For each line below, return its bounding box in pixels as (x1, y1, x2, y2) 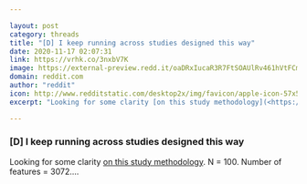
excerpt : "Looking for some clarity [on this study (9, 97, 210, 107)
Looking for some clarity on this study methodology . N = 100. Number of (9, 156, 282, 167)
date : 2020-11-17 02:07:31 (9, 46, 112, 56)
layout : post (9, 21, 59, 30)
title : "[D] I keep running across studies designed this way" (9, 38, 256, 47)
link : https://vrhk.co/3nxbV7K (9, 56, 129, 65)
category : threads (9, 29, 79, 39)
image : (9, 64, 35, 73)
